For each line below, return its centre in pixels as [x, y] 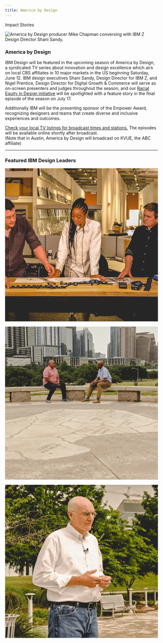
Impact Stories [20, 25]
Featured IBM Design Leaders [41, 160]
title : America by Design [31, 10]
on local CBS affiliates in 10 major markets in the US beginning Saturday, [77, 72]
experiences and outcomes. [33, 118]
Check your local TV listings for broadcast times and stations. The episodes [81, 128]
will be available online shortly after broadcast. [52, 133]
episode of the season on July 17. [38, 98]
